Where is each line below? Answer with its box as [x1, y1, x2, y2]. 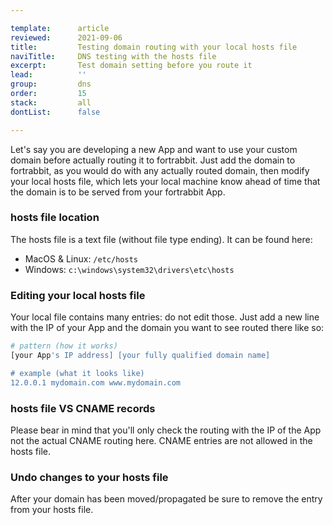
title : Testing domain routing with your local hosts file [10, 42, 298, 52]
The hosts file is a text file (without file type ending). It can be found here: [10, 233, 313, 245]
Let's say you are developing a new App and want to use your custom [10, 143, 298, 155]
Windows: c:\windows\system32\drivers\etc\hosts [24, 263, 235, 275]
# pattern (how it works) [10, 341, 118, 351]
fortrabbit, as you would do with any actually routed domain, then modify [10, 164, 310, 176]
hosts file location [10, 211, 100, 225]
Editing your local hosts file [10, 288, 146, 302]
